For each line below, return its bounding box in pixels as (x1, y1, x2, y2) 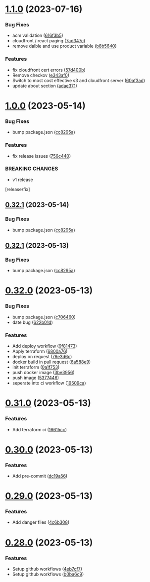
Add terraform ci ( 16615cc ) (12, 426, 67, 432)
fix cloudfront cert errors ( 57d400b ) (12, 67, 86, 73)
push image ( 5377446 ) (12, 375, 59, 381)
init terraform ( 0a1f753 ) (12, 364, 60, 370)
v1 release (12, 177, 33, 183)
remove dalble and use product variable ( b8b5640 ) (12, 43, 117, 49)
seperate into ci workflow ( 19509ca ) (12, 380, 86, 386)
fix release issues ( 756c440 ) (12, 153, 71, 159)
